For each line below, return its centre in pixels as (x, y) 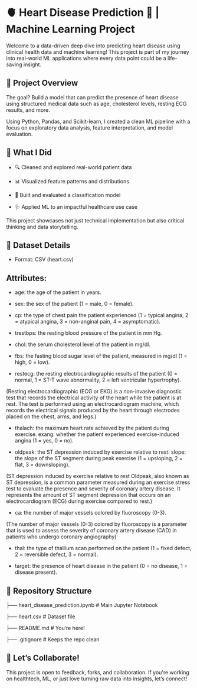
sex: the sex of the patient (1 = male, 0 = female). (74, 304)
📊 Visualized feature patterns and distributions (72, 181)
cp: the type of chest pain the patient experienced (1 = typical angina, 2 (101, 315)
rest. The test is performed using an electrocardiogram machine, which (93, 404)
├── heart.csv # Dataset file (41, 616)
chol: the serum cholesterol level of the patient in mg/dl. (82, 344)
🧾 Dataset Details (38, 245)
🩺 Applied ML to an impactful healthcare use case (76, 206)
